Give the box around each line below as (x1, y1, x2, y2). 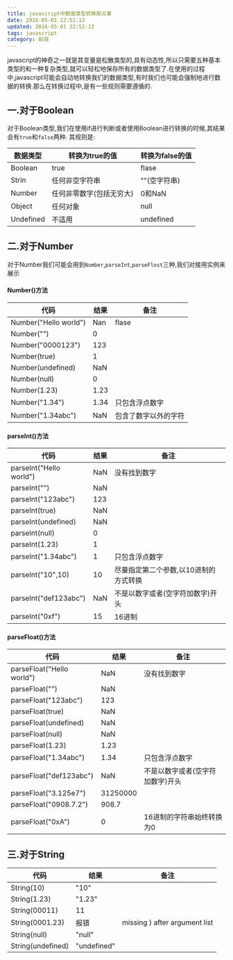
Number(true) (10, 351, 56, 361)
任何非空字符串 (51, 175, 101, 185)
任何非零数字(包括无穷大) (51, 188, 134, 198)
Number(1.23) (10, 385, 58, 395)
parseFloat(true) (10, 706, 64, 716)
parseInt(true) (10, 506, 57, 515)
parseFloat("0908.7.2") (10, 800, 89, 809)
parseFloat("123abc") (10, 695, 83, 705)
